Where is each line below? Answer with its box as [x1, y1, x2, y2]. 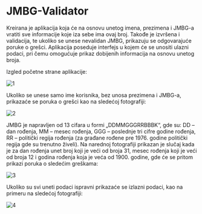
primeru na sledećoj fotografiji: [6, 189, 83, 197]
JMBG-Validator [6, 4, 89, 18]
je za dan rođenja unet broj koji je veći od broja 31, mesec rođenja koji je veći [6, 147, 197, 154]
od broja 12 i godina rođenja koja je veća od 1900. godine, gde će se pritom [6, 153, 194, 161]
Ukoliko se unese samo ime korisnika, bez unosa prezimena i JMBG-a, [6, 91, 181, 99]
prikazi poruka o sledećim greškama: [6, 160, 99, 167]
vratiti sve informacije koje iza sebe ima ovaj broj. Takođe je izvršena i [6, 30, 180, 37]
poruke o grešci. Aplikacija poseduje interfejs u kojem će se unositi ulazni [6, 44, 189, 51]
